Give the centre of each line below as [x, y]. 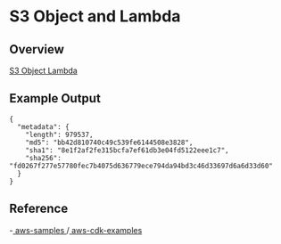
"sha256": [44, 158]
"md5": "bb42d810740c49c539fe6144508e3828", [109, 142]
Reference [39, 209]
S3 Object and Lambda [95, 16]
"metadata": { [43, 126]
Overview [37, 49]
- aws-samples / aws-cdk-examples [76, 230]
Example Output [55, 98]
